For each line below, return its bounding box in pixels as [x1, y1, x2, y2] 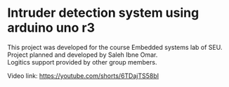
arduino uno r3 [7, 20, 96, 36]
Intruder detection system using [7, 5, 199, 21]
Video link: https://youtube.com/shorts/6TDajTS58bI [7, 72, 159, 80]
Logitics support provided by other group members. [7, 58, 157, 66]
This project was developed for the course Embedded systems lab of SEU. [7, 43, 223, 51]
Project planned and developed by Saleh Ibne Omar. [7, 51, 158, 59]
